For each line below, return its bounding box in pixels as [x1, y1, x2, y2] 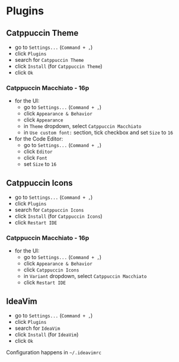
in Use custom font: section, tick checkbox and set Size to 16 [23, 129, 174, 136]
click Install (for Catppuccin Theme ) [14, 63, 103, 70]
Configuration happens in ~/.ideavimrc [6, 349, 102, 356]
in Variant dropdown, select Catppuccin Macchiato [23, 273, 147, 280]
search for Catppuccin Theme [14, 57, 84, 63]
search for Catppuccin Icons [14, 207, 84, 214]
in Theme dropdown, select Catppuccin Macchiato [23, 123, 142, 130]
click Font [23, 154, 47, 161]
